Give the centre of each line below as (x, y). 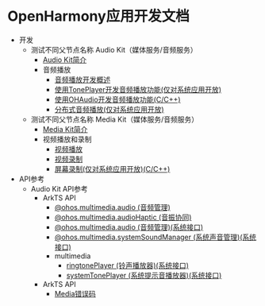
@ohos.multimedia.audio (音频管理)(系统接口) (129, 227)
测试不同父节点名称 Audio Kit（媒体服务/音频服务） (114, 49)
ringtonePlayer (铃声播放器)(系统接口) (128, 265)
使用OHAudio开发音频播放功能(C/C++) (117, 99)
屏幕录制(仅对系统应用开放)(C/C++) (112, 168)
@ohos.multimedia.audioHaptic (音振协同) (123, 217)
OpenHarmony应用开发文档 (98, 16)
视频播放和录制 (67, 139)
